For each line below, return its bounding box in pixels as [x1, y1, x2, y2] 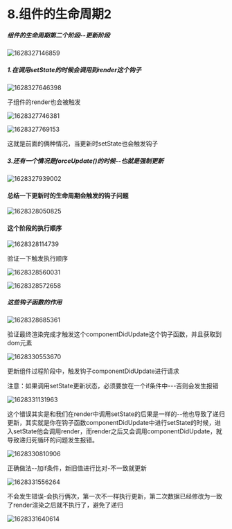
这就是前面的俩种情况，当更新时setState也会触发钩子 [7, 139, 159, 148]
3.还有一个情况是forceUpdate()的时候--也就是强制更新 [7, 157, 164, 165]
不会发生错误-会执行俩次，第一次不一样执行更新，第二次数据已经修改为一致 [7, 492, 223, 501]
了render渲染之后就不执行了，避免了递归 [7, 501, 123, 510]
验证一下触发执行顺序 [7, 254, 68, 262]
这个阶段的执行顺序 [7, 223, 62, 232]
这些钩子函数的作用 [7, 298, 62, 306]
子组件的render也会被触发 [7, 98, 81, 106]
